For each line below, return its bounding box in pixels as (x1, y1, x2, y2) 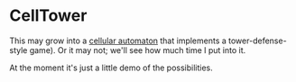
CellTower (9, 5, 88, 26)
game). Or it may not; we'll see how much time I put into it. (29, 44, 246, 55)
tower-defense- (228, 35, 287, 46)
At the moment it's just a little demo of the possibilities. (9, 62, 214, 73)
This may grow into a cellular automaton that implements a (9, 35, 227, 46)
